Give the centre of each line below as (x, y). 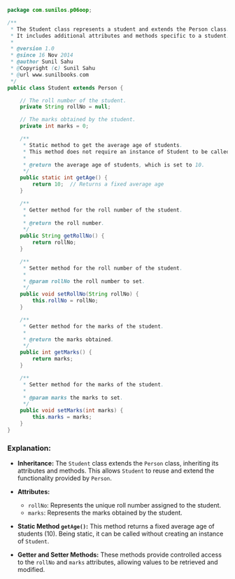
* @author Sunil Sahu (42, 62)
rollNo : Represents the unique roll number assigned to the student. (124, 505)
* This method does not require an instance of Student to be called (126, 152)
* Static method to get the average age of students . (103, 145)
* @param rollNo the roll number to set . (84, 281)
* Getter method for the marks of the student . (93, 326)
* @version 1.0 (32, 49)
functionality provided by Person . (64, 478)
